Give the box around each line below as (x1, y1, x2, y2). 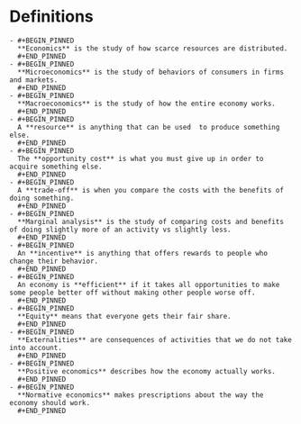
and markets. (9, 75, 59, 85)
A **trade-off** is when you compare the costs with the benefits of (17, 185, 284, 194)
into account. (9, 343, 63, 352)
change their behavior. (9, 257, 99, 266)
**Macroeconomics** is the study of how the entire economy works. (17, 99, 277, 108)
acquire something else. (9, 162, 103, 171)
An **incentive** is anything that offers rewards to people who (17, 248, 269, 257)
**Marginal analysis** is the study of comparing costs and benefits (17, 217, 284, 226)
